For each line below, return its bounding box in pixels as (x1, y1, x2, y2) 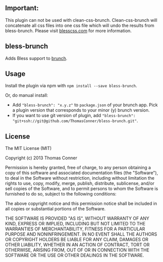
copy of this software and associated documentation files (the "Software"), (5, 170, 159, 176)
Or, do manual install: (5, 92, 49, 98)
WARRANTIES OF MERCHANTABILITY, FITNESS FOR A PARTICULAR (5, 226, 145, 232)
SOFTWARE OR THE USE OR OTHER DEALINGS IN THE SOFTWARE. (5, 253, 144, 259)
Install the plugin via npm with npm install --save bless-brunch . (5, 83, 137, 89)
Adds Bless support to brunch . (5, 55, 68, 61)
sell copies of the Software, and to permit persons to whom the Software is (5, 186, 159, 192)
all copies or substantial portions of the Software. (5, 206, 106, 212)
